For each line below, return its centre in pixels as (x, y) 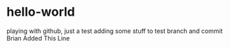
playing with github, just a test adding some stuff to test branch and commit (115, 31)
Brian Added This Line (38, 38)
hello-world (41, 12)
